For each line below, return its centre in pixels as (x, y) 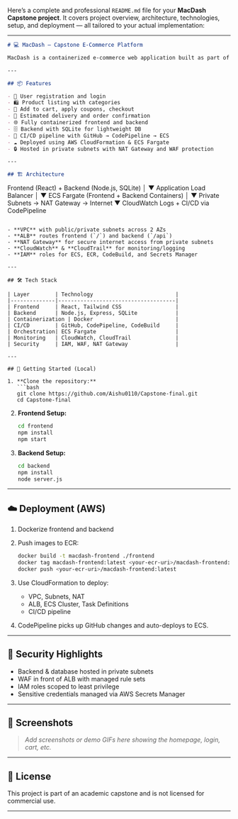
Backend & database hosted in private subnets (85, 671)
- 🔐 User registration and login (57, 96)
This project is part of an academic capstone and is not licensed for (106, 793)
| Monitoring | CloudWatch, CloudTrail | (93, 338)
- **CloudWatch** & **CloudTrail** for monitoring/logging (96, 249)
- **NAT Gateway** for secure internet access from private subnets (110, 243)
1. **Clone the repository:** (52, 381)
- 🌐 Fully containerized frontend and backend (78, 123)
